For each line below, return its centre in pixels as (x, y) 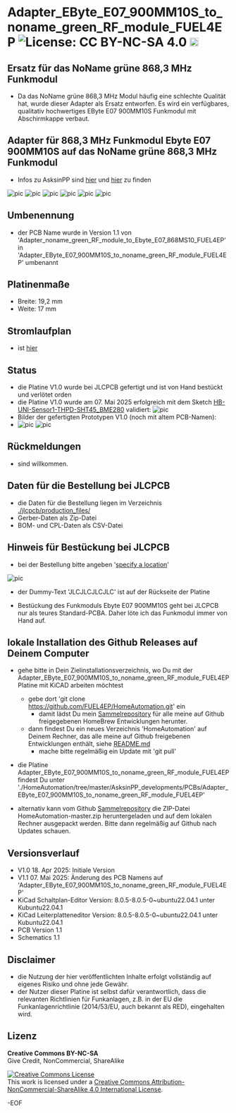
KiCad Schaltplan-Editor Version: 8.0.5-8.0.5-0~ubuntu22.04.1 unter (116, 900)
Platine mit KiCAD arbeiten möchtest (70, 685)
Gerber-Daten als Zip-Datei (57, 518)
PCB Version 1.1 (40, 930)
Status (22, 370)
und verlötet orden (44, 394)
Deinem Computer (48, 653)
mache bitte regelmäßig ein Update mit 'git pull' (107, 752)
